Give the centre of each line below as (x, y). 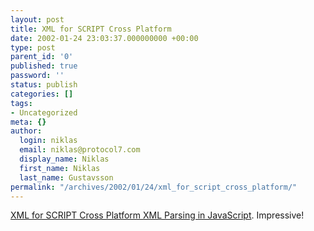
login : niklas (48, 141)
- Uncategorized (44, 112)
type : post (33, 47)
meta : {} (28, 122)
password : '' (37, 76)
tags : (21, 103)
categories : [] (42, 94)
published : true (44, 66)
